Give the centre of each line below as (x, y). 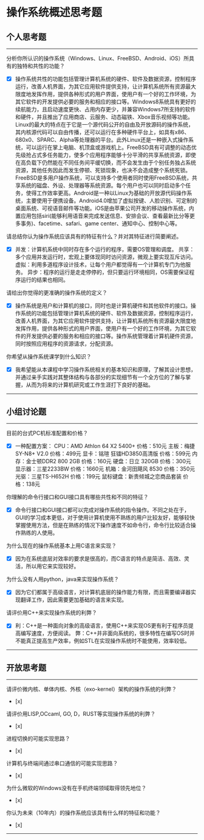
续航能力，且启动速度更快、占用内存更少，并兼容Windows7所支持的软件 (105, 110)
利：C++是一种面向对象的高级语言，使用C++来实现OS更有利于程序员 (101, 626)
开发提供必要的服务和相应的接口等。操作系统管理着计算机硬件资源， (111, 336)
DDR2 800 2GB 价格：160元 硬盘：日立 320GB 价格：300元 (116, 461)
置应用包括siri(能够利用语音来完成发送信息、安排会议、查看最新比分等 (102, 216)
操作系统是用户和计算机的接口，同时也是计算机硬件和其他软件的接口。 (103, 306)
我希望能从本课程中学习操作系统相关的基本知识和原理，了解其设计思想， (105, 369)
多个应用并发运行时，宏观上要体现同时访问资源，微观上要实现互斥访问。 (105, 257)
